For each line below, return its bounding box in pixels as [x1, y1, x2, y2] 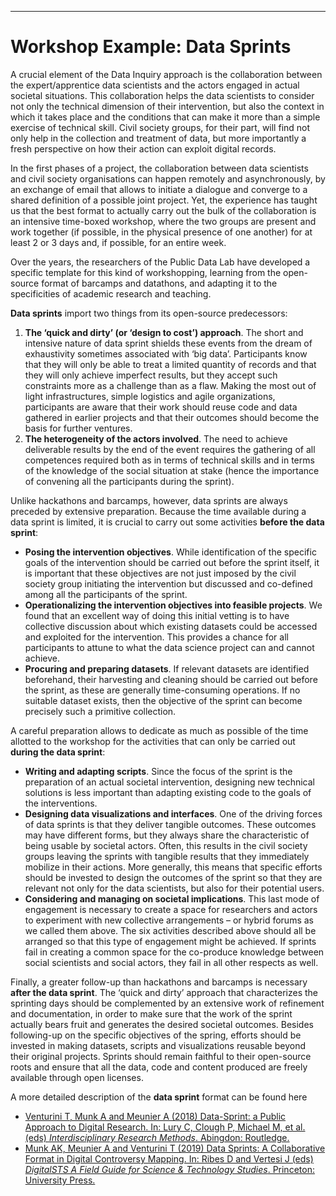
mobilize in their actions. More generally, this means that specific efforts [24, 861, 323, 873]
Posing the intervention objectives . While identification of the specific [24, 546, 317, 558]
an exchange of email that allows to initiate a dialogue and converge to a [10, 183, 308, 195]
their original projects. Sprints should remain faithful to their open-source [10, 1050, 312, 1062]
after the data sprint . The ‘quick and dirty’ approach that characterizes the [10, 986, 319, 998]
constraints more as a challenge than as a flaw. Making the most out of [24, 379, 317, 391]
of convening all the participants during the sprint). [24, 475, 235, 487]
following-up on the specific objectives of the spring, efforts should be [10, 1029, 302, 1041]
